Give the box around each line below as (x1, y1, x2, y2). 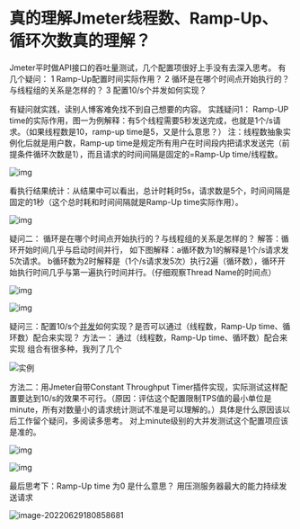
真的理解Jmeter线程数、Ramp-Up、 (9, 8, 278, 29)
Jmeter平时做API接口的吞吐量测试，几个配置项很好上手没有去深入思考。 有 (9, 62, 287, 73)
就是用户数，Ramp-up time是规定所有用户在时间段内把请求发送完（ (32, 137, 283, 148)
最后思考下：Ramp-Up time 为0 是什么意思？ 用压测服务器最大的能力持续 (9, 480, 280, 491)
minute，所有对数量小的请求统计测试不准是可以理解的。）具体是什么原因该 (9, 404, 283, 415)
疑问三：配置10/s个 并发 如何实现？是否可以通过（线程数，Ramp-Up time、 (9, 320, 283, 331)
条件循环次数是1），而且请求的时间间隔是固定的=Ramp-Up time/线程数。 (16, 148, 283, 159)
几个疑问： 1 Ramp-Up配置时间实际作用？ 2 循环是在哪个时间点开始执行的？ (9, 73, 290, 84)
